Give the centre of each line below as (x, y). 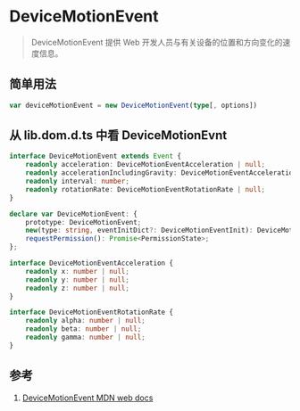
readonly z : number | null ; (77, 288)
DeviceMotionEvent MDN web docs (87, 398)
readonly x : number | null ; (77, 271)
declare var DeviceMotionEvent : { (74, 214)
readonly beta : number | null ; (83, 329)
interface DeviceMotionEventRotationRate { (92, 312)
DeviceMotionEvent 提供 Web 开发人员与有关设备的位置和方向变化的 (157, 42)
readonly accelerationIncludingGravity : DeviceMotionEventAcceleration (161, 173)
